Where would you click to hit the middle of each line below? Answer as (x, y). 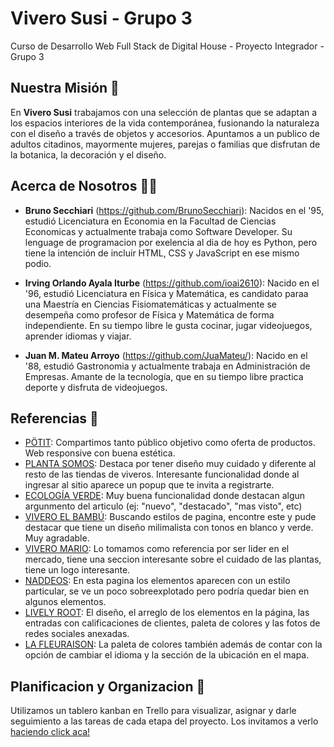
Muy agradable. (57, 538)
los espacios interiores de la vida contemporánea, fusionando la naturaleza (165, 123)
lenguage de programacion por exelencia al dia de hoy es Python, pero (171, 242)
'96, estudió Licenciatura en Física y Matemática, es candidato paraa (166, 293)
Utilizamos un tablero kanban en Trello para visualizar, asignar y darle (153, 711)
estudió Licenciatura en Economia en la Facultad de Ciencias (150, 221)
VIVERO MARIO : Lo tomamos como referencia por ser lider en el (157, 549)
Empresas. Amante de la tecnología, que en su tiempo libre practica (164, 376)
